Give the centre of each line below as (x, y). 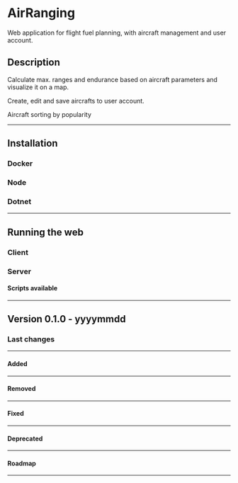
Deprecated (25, 438)
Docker (20, 164)
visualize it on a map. (38, 87)
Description (34, 63)
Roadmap (22, 463)
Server (19, 271)
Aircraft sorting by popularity (50, 114)
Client (18, 252)
